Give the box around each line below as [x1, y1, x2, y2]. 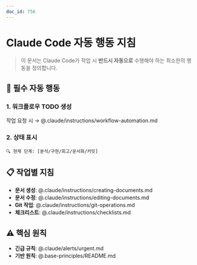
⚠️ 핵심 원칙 [6, 228, 47, 238]
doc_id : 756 [6, 8, 36, 15]
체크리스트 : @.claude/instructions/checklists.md [14, 209, 131, 216]
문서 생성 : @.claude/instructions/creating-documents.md [14, 187, 153, 194]
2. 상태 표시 [6, 133, 37, 142]
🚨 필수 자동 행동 [6, 83, 61, 93]
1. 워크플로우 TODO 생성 [6, 102, 72, 110]
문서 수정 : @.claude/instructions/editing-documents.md [14, 194, 150, 202]
